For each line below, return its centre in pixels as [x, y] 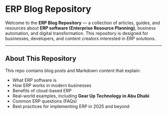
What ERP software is [35, 80]
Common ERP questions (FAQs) [44, 101]
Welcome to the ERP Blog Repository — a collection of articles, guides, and [83, 23]
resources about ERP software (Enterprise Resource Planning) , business [81, 28]
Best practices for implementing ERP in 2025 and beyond [71, 106]
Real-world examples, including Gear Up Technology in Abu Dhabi [81, 96]
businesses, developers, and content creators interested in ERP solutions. [81, 38]
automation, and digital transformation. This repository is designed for [77, 33]
